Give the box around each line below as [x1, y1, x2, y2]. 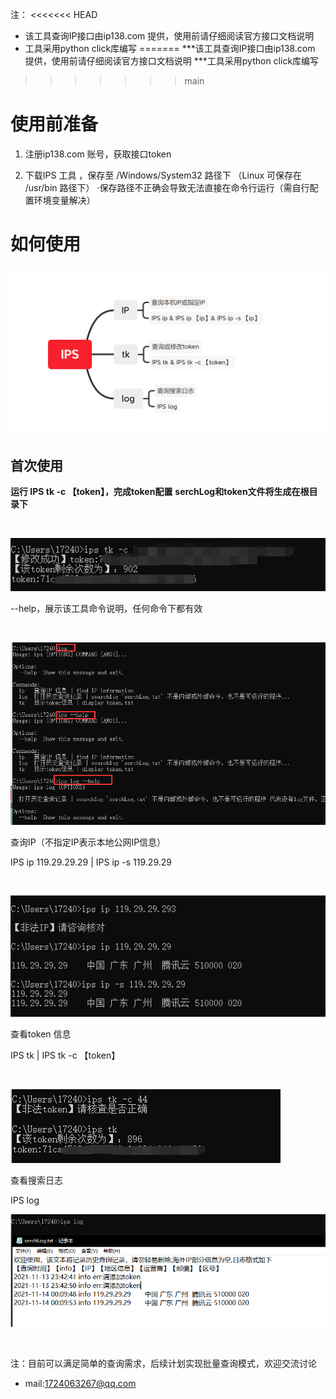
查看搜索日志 [10, 1174, 63, 1187]
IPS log [10, 1194, 40, 1207]
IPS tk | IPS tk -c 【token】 [10, 1049, 121, 1062]
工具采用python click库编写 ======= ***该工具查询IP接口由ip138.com [24, 43, 316, 54]
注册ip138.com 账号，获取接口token [24, 148, 172, 160]
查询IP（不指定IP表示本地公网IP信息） [10, 836, 167, 848]
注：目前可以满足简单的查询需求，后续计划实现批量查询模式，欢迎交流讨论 [10, 1358, 317, 1370]
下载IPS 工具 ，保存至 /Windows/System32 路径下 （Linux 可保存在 [24, 169, 303, 181]
